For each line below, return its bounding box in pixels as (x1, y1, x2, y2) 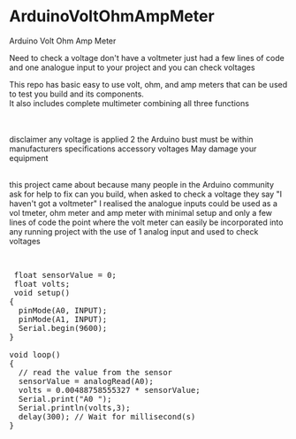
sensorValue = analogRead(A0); (18, 376, 155, 386)
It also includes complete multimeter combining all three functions (9, 97, 250, 108)
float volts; (13, 279, 71, 289)
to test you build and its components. (9, 89, 144, 99)
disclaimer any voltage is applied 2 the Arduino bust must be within (9, 134, 254, 144)
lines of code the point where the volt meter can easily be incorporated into (9, 217, 284, 227)
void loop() (9, 350, 61, 359)
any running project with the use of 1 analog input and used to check (9, 226, 259, 236)
